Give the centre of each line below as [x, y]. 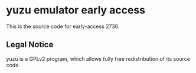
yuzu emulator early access [76, 10]
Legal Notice [30, 45]
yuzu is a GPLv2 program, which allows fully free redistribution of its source [98, 58]
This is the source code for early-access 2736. [63, 26]
